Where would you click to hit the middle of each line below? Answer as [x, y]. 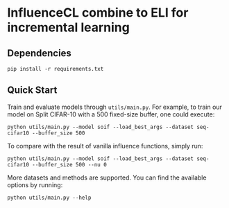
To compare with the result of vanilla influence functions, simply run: [105, 146]
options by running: [35, 184]
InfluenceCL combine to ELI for [98, 13]
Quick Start [32, 90]
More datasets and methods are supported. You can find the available [107, 177]
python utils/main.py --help [49, 198]
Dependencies [39, 53]
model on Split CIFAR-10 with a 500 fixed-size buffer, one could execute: [111, 114]
